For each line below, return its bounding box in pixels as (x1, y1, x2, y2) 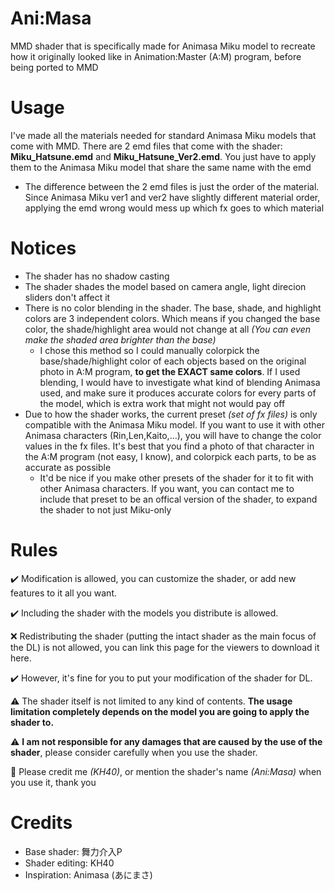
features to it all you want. (10, 587, 117, 599)
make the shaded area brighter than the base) (24, 333, 217, 346)
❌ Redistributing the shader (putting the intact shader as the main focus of (10, 630, 317, 642)
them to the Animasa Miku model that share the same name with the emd (10, 161, 312, 173)
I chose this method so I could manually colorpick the (39, 344, 260, 356)
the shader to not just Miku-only (39, 503, 172, 516)
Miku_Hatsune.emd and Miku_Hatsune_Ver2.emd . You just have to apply (10, 150, 317, 162)
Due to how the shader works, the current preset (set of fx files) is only (24, 408, 318, 420)
